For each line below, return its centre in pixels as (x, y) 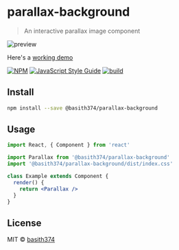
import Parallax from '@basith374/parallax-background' (88, 158)
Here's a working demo (40, 57)
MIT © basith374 (31, 240)
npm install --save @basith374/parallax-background (82, 108)
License (24, 223)
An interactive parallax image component (82, 31)
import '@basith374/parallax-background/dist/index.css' (90, 164)
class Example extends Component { (58, 176)
